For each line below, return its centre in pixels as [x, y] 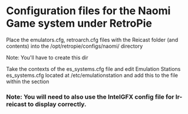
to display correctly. [57, 104]
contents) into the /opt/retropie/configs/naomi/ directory [75, 46]
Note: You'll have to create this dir [47, 57]
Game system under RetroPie [79, 23]
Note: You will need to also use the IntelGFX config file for [90, 97]
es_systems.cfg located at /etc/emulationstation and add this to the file [92, 75]
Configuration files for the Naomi [88, 11]
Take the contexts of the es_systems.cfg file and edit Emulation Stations [93, 69]
